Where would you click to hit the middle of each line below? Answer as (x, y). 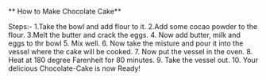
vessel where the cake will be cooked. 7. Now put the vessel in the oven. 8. (131, 52)
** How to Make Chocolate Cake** (65, 11)
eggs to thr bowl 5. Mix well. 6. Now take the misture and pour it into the (126, 43)
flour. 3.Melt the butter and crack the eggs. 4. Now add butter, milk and (124, 35)
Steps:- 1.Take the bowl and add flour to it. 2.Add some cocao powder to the (133, 26)
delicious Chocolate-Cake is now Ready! (75, 68)
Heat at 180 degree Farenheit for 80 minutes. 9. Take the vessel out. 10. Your (133, 60)
